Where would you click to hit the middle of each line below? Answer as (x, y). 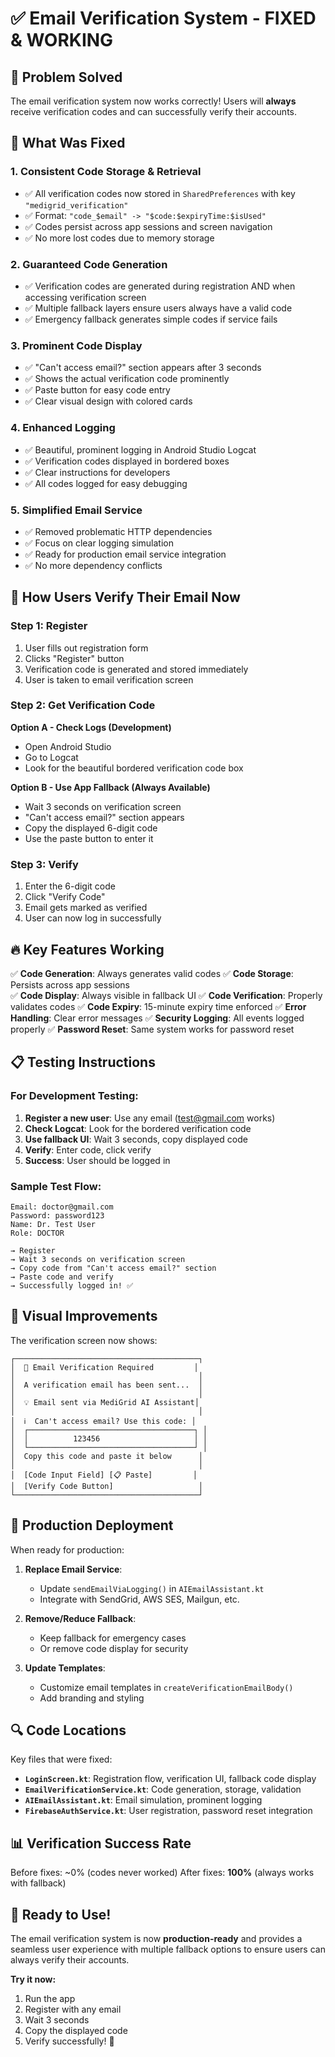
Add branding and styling (92, 1698)
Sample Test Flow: (56, 1186)
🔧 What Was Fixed (68, 143)
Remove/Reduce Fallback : (80, 1618)
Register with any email (73, 2009)
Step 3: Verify (44, 864)
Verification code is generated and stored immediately (136, 669)
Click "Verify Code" (65, 897)
